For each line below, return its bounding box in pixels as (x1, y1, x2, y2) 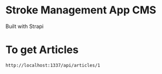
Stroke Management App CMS (5, 3, 157, 17)
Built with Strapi (5, 23, 44, 30)
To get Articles (5, 43, 79, 57)
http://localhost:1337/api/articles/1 (5, 62, 100, 68)
